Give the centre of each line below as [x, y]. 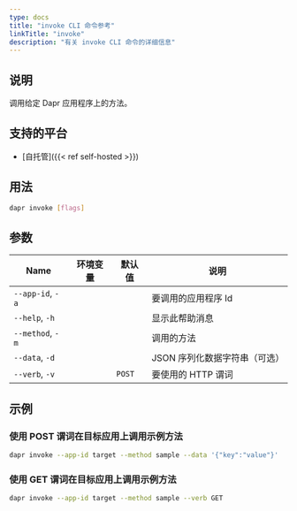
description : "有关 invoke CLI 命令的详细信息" [92, 42]
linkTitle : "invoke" [47, 34]
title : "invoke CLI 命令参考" [62, 26]
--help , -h [34, 317]
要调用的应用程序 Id [192, 299]
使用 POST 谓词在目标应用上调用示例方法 [96, 436]
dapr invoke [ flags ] [47, 208]
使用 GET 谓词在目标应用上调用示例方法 [93, 479]
